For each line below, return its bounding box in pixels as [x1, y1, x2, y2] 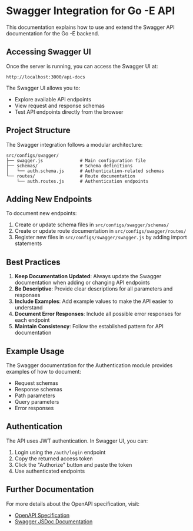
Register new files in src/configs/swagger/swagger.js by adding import [14, 234, 187, 241]
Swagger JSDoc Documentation [14, 517, 93, 525]
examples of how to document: [6, 368, 81, 375]
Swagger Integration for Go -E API [6, 4, 175, 18]
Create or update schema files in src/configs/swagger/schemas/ [14, 221, 169, 228]
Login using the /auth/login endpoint [14, 448, 106, 456]
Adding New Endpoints [6, 194, 92, 204]
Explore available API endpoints [14, 95, 92, 103]
